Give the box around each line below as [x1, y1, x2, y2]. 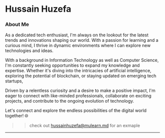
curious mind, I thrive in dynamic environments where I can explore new [5, 43, 151, 49]
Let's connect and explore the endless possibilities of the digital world [5, 108, 147, 113]
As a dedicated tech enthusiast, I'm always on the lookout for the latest [5, 32, 149, 38]
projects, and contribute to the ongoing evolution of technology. [5, 98, 134, 104]
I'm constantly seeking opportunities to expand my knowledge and [5, 62, 140, 68]
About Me [5, 21, 29, 28]
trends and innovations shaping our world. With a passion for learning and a [5, 37, 159, 43]
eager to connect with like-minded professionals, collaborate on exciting [5, 93, 152, 99]
